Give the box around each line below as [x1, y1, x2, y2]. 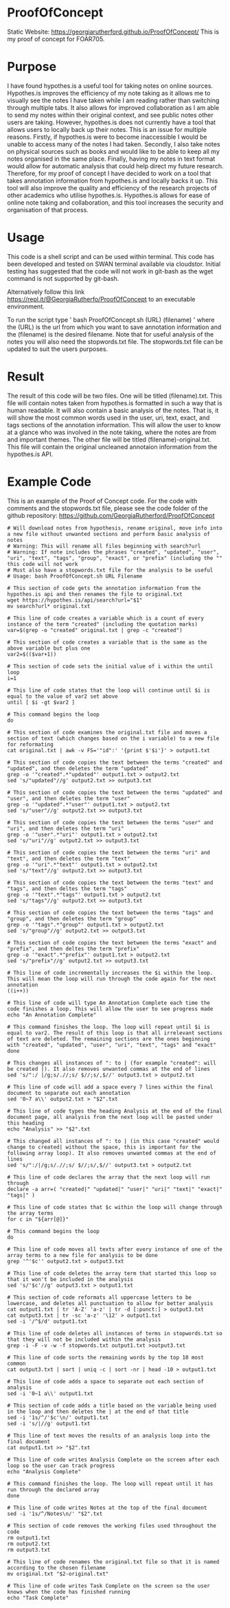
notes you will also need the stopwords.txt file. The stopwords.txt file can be [7, 337, 223, 346]
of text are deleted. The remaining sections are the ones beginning [7, 1035, 211, 1042]
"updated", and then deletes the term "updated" [7, 765, 149, 772]
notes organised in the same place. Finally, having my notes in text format [7, 155, 216, 163]
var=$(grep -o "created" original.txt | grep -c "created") [7, 626, 183, 633]
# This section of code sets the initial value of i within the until [7, 663, 214, 670]
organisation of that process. [7, 205, 89, 214]
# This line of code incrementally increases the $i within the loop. [7, 969, 214, 976]
